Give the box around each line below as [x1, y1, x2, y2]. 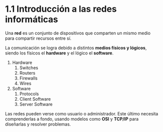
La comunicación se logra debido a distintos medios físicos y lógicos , [5, 45, 147, 51]
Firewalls [19, 75, 38, 81]
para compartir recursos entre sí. [5, 35, 72, 41]
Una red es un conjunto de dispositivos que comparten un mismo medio [5, 30, 151, 36]
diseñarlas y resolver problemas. [5, 121, 71, 127]
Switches [19, 65, 38, 71]
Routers [19, 70, 36, 76]
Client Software [19, 96, 51, 102]
